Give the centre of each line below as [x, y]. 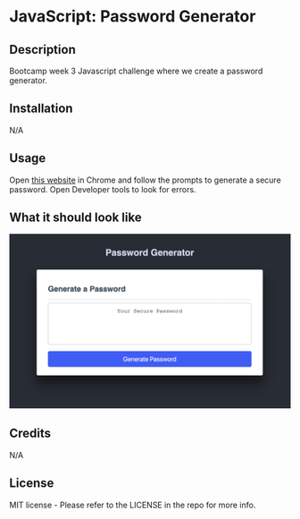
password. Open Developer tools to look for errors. [103, 189]
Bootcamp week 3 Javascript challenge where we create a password [136, 71]
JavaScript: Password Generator [133, 17]
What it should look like [75, 218]
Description [42, 50]
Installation [41, 109]
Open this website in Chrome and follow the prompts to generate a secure [145, 180]
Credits [30, 434]
